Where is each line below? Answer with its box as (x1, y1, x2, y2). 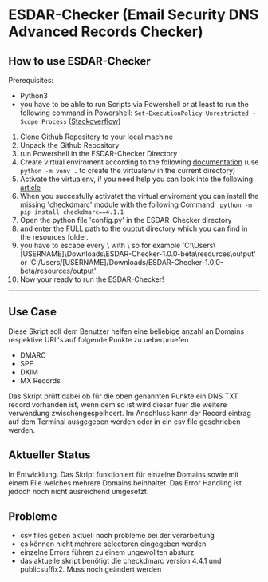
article (19, 183, 41, 192)
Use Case (8, 305, 57, 319)
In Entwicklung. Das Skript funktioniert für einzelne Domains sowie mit (8, 469, 239, 479)
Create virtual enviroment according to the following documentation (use (19, 157, 259, 167)
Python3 (19, 91, 48, 101)
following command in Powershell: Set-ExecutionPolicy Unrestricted (19, 108, 250, 117)
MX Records (19, 375, 61, 385)
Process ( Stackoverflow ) (41, 117, 121, 125)
